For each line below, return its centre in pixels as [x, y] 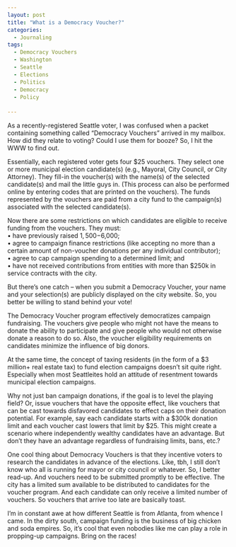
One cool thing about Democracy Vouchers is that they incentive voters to [115, 455]
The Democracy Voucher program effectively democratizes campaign [109, 316]
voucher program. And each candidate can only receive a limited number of [118, 493]
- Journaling [33, 38]
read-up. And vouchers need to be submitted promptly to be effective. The [116, 477]
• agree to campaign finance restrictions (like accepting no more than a [111, 243]
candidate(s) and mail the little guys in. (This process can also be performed [118, 185]
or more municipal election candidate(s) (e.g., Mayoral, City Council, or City [117, 169]
